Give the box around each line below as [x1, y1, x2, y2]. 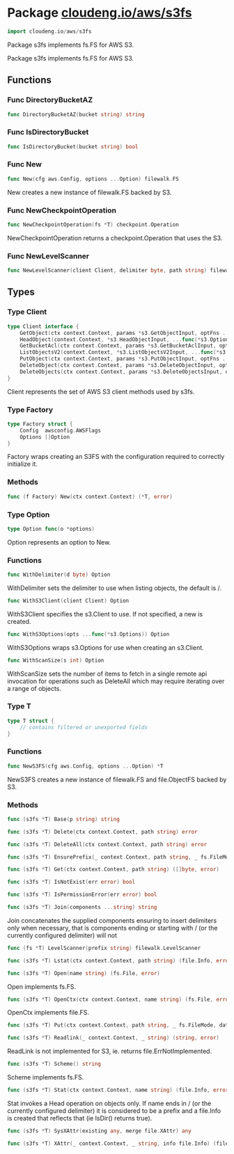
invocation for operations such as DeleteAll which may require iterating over [7, 677, 225, 685]
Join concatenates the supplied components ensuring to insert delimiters [7, 916, 217, 924]
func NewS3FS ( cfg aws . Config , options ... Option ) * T [7, 763, 164, 770]
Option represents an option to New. [7, 538, 111, 546]
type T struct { [7, 717, 54, 724]
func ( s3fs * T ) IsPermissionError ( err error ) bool [7, 891, 157, 898]
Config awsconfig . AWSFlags [19, 427, 101, 434]
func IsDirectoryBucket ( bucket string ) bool [7, 143, 139, 150]
